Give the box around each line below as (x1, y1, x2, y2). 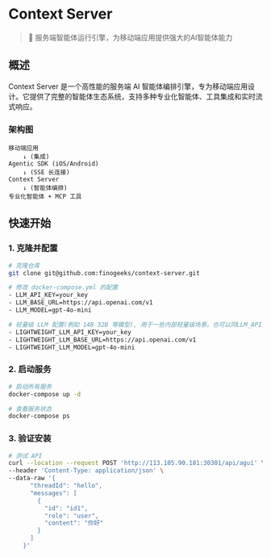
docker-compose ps (8, 413, 70, 421)
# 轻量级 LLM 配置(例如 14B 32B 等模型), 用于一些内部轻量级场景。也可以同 (8, 320, 237, 329)
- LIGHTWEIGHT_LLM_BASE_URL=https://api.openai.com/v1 (8, 336, 197, 344)
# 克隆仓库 (8, 262, 40, 270)
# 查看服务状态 (8, 404, 52, 413)
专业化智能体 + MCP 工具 (8, 193, 82, 201)
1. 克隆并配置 (8, 243, 58, 254)
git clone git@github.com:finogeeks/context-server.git (8, 269, 200, 277)
